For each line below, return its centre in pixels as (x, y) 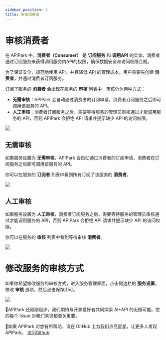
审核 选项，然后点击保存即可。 (46, 289)
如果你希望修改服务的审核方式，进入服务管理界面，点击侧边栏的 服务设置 (80, 283)
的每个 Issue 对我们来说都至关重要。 (42, 316)
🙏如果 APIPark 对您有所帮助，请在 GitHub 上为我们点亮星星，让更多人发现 (81, 326)
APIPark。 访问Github (27, 333)
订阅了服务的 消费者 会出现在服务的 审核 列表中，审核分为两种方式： (75, 89)
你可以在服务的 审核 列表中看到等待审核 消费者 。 (55, 237)
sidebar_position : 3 (27, 10)
